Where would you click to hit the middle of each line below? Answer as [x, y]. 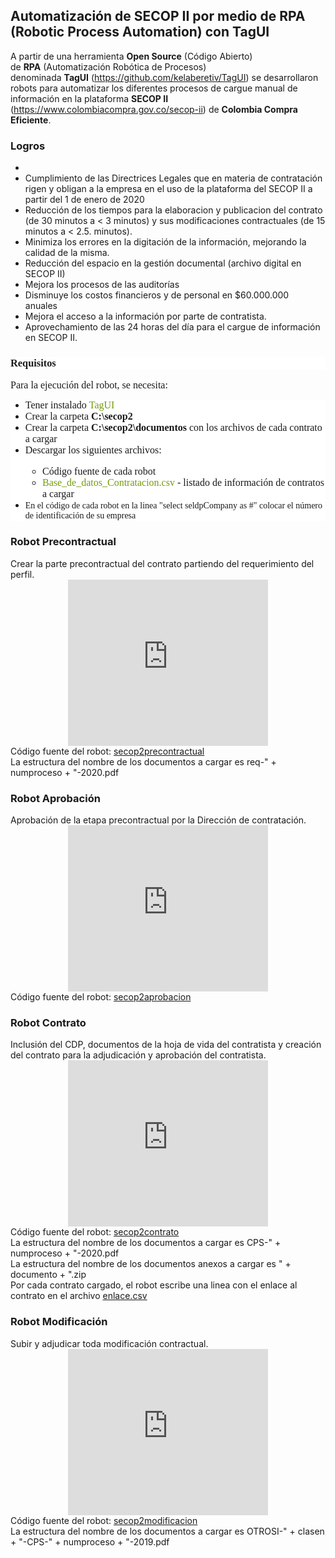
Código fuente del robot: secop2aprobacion [101, 997]
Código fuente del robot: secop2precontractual [107, 751]
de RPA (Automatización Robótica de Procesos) [108, 66]
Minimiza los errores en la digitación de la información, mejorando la [165, 242]
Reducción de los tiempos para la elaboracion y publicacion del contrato [173, 210]
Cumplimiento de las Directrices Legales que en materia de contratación [173, 178]
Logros [28, 146]
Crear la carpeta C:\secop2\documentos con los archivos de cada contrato [173, 428]
